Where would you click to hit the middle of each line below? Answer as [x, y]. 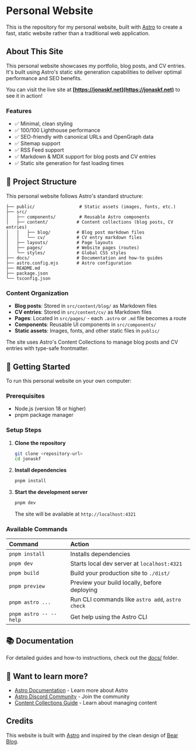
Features [19, 111]
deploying [84, 590]
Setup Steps [24, 430]
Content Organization [37, 293]
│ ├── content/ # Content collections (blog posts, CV [90, 222]
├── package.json [27, 273]
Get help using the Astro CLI [109, 617]
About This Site [35, 52]
